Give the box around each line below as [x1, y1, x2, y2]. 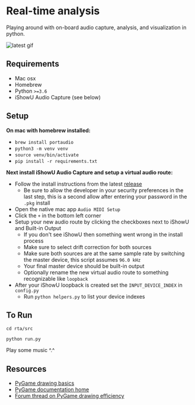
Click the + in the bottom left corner [14, 212, 102, 219]
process [23, 237, 44, 244]
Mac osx [14, 74, 36, 81]
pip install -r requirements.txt [14, 158, 98, 164]
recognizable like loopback [23, 275, 88, 282]
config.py [14, 287, 40, 294]
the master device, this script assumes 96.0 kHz [23, 256, 141, 263]
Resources [6, 364, 47, 374]
